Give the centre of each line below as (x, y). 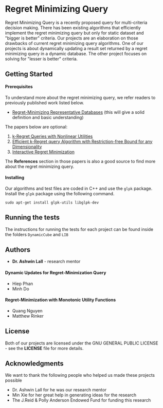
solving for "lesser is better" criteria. (41, 59)
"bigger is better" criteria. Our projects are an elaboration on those (72, 38)
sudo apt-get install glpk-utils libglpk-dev (52, 203)
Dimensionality (27, 146)
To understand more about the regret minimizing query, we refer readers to (80, 97)
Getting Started (29, 74)
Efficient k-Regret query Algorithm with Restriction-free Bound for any (82, 141)
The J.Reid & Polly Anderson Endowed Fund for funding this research (81, 400)
